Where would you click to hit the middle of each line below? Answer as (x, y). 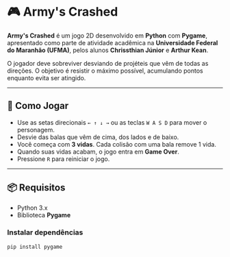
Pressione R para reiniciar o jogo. (63, 159)
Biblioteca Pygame (43, 215)
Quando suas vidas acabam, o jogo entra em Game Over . (98, 151)
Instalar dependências (45, 232)
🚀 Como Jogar (38, 106)
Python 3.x (32, 208)
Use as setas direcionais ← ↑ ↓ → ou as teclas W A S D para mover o (112, 122)
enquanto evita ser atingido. (47, 77)
